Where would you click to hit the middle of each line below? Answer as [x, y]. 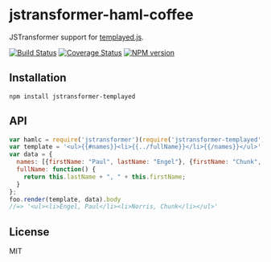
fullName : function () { [56, 170]
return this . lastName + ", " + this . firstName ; [105, 177]
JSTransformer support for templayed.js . [76, 37]
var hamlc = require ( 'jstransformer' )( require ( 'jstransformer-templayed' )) [139, 139]
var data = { [31, 154]
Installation [38, 78]
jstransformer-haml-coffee [101, 15]
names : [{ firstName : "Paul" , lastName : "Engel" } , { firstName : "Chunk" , [139, 162]
